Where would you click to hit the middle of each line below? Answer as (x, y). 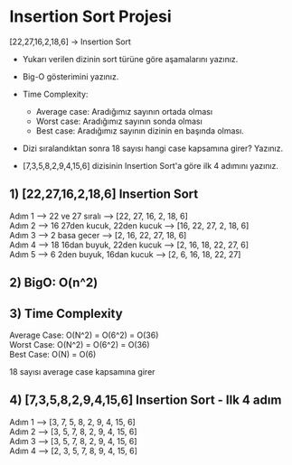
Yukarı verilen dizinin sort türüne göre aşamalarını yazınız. (130, 59)
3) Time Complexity (66, 313)
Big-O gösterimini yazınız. (71, 76)
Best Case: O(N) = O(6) (53, 354)
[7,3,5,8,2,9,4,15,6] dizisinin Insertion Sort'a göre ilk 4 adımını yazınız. (150, 165)
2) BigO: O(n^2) (54, 283)
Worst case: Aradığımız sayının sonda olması (119, 121)
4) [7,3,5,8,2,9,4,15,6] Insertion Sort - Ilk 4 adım (146, 400)
